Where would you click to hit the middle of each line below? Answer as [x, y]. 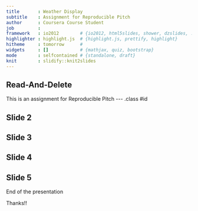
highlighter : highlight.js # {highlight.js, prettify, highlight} [92, 39]
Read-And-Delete [39, 85]
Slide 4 [19, 158]
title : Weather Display [44, 11]
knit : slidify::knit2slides [51, 61]
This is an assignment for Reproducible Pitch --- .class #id [77, 99]
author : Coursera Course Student [55, 22]
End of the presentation [35, 192]
